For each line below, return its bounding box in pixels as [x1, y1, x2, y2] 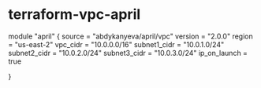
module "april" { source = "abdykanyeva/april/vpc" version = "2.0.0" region [8, 31, 254, 41]
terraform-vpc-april [8, 5, 141, 24]
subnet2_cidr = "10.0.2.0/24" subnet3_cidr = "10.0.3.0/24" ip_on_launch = [8, 48, 248, 57]
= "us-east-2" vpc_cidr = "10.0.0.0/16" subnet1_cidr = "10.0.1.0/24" [8, 39, 225, 49]
